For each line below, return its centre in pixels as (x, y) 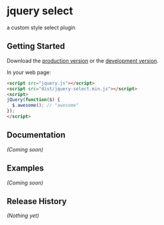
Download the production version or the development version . (83, 60)
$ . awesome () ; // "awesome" (45, 106)
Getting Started (36, 46)
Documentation (36, 135)
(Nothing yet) (23, 215)
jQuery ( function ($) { (34, 100)
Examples (25, 168)
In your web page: (29, 72)
